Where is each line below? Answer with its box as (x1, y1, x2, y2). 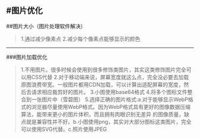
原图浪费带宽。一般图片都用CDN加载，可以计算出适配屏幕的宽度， (20, 81, 184, 88)
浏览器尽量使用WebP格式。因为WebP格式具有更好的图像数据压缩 (31, 103, 191, 110)
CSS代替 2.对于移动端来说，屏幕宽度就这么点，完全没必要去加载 (31, 73, 189, 80)
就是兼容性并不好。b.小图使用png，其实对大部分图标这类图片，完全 (26, 118, 192, 125)
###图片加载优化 (6, 53, 48, 61)
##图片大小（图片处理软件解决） (6, 23, 86, 30)
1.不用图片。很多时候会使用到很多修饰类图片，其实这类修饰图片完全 (20, 66, 186, 73)
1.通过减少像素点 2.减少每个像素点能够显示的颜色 (20, 35, 141, 42)
